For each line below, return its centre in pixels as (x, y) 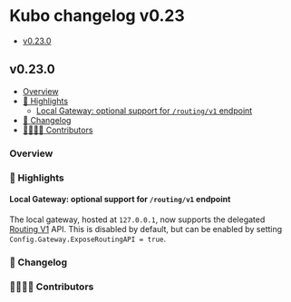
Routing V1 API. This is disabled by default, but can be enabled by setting (146, 229)
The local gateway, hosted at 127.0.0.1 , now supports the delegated (137, 219)
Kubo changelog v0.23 (97, 16)
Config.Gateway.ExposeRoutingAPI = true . (88, 239)
